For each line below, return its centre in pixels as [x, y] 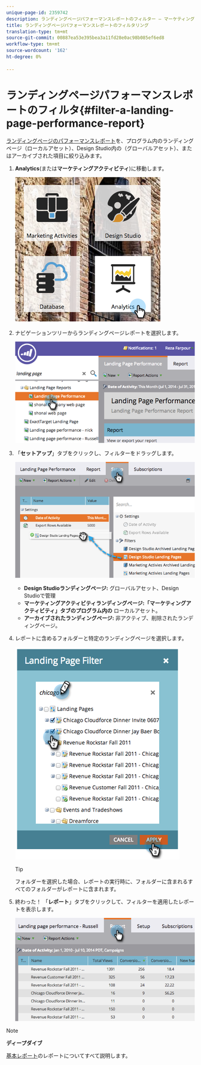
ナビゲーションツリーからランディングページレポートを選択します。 [98, 332]
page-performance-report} [76, 123]
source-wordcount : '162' [37, 51]
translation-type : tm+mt [37, 32]
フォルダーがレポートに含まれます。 [75, 889]
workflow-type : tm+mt [33, 44]
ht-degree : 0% [24, 57]
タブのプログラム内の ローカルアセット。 [110, 611]
